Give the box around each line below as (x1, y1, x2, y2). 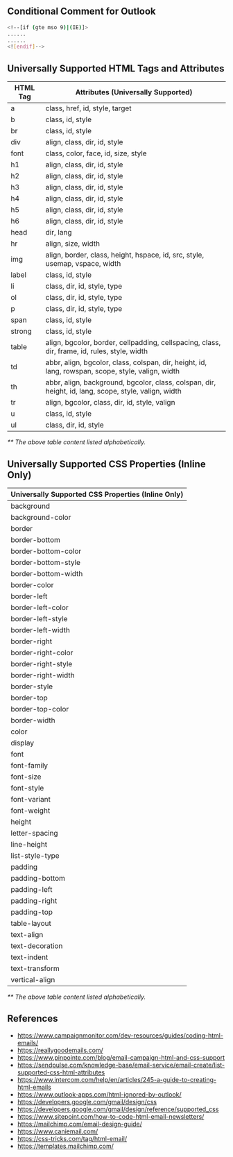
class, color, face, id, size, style (45, 149, 147, 158)
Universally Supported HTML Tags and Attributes (7, 62, 225, 74)
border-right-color (10, 648, 74, 657)
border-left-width (10, 625, 71, 634)
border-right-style (10, 659, 73, 668)
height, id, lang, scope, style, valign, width (45, 387, 182, 396)
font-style (10, 783, 44, 793)
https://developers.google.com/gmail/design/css (17, 1097, 157, 1106)
